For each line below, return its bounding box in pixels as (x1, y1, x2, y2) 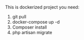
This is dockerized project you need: (5, 4, 80, 10)
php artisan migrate (12, 30, 52, 35)
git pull (12, 14, 26, 19)
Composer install (12, 24, 47, 30)
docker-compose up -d (12, 19, 60, 25)
